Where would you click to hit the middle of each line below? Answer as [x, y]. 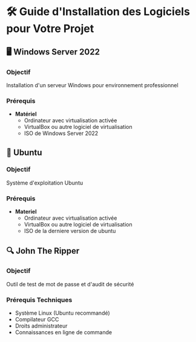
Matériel [26, 114]
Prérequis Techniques [39, 300]
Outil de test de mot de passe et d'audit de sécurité [70, 284]
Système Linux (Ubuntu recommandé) [62, 313]
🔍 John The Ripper [43, 251]
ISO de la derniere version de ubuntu [70, 231]
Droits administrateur [41, 326]
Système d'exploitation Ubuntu [45, 183]
